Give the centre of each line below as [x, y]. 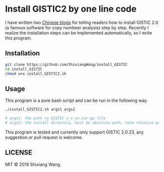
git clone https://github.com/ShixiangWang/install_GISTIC [66, 64]
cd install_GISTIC [24, 69]
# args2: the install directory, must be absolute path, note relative [79, 123]
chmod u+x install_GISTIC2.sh [36, 74]
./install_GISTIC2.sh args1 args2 [40, 110]
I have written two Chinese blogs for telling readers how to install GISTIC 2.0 [82, 22]
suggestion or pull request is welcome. [44, 137]
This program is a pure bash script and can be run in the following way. [76, 100]
